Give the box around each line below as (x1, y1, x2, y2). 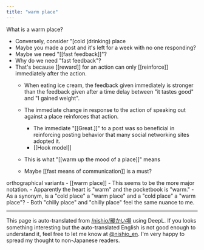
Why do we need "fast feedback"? (15, 57, 101, 64)
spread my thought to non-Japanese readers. (6, 237, 120, 244)
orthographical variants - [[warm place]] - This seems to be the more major (6, 179, 195, 186)
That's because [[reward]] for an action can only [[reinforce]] (15, 63, 169, 71)
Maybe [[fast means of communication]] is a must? (24, 167, 152, 175)
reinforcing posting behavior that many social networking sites (33, 131, 189, 138)
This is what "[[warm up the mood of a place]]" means (24, 156, 161, 163)
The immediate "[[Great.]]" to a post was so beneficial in (33, 124, 175, 131)
